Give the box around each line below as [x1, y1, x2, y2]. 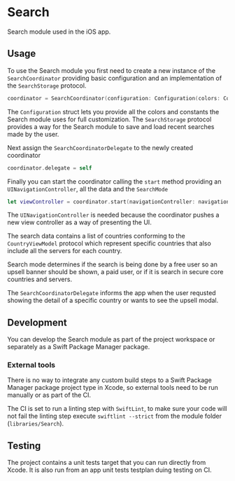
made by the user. [7, 130, 59, 138]
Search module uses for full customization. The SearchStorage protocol [7, 115, 212, 123]
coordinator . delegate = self [7, 164, 92, 172]
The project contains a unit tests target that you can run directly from [7, 459, 206, 467]
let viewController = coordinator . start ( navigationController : [7, 198, 196, 205]
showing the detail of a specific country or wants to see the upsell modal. [7, 296, 219, 305]
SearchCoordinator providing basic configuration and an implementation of [7, 74, 222, 82]
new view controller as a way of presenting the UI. [7, 218, 152, 226]
